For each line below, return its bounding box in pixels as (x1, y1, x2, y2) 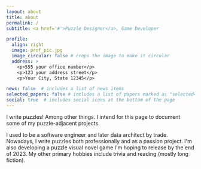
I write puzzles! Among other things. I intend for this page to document (6, 113, 181, 120)
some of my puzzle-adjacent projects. (6, 119, 100, 127)
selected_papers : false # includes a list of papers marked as (6, 91, 167, 97)
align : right (11, 42, 44, 48)
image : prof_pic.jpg (11, 47, 63, 54)
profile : (6, 36, 28, 42)
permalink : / (6, 20, 39, 26)
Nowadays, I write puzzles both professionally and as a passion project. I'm (6, 137, 193, 145)
